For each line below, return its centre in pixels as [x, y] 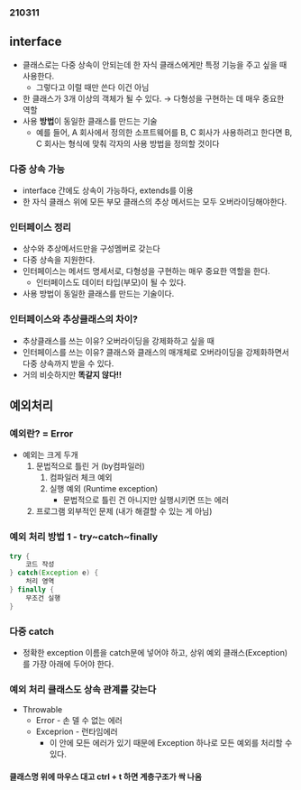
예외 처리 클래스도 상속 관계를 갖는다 [83, 689]
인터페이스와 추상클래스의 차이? [73, 319]
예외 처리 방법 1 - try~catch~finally [84, 537]
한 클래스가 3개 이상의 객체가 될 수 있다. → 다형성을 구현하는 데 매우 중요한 [153, 98]
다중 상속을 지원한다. [59, 260]
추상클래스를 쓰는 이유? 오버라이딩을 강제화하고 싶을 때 [118, 341]
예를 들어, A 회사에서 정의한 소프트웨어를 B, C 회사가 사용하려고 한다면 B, [164, 132]
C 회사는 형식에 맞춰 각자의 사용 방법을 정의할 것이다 [128, 143]
